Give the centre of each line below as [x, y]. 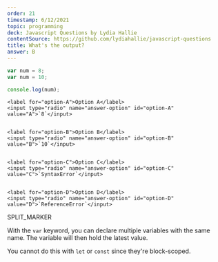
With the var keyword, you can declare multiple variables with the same [109, 230]
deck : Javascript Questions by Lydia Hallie [72, 33]
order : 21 [21, 13]
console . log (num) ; [33, 89]
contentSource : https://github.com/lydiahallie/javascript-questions [109, 39]
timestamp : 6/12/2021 [38, 20]
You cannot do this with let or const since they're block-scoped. [99, 251]
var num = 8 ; [26, 70]
